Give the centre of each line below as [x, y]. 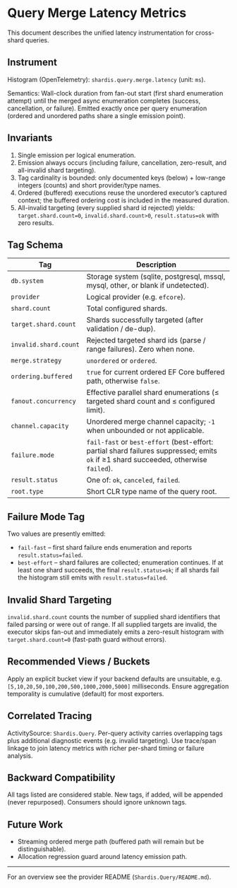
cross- [205, 33]
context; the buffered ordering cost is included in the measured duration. [123, 200]
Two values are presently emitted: [56, 534]
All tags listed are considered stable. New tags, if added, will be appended [115, 795]
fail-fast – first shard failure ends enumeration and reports [105, 548]
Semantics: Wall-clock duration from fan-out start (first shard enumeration [115, 93]
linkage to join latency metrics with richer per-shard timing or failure [106, 748]
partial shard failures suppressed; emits [152, 451]
